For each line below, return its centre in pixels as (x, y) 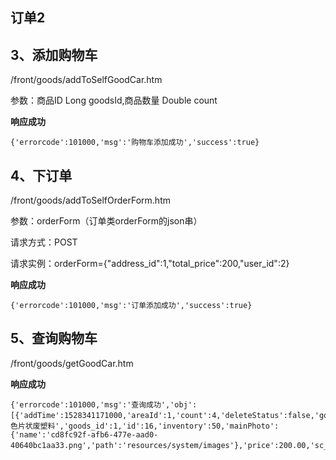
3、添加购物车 (54, 54)
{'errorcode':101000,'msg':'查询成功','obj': (104, 404)
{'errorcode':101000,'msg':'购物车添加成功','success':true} (135, 143)
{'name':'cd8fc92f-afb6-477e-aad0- (84, 434)
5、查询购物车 (54, 338)
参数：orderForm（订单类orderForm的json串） (106, 221)
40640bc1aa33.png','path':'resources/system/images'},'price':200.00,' (162, 445)
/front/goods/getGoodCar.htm (72, 363)
